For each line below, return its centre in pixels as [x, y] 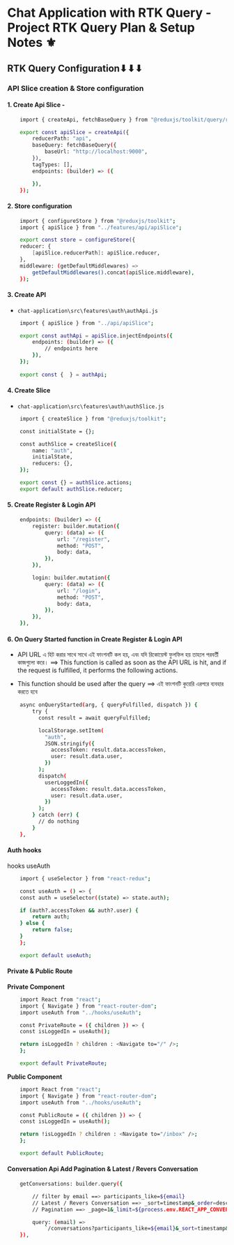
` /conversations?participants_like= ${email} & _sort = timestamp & [136, 1229]
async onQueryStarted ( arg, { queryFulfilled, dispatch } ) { [109, 705]
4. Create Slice [29, 391]
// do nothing [58, 822]
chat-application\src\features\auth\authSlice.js [91, 407]
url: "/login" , [79, 591]
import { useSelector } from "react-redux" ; [85, 878]
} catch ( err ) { [56, 815]
